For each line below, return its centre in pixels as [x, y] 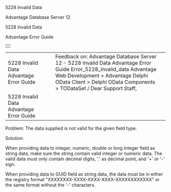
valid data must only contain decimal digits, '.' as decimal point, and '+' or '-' [85, 159]
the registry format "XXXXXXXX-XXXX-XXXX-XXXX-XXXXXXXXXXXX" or [82, 180]
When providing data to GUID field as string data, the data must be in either [84, 174]
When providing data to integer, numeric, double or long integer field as [80, 148]
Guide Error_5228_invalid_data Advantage [106, 69]
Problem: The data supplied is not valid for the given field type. [71, 128]
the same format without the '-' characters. [50, 185]
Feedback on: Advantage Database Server [106, 57]
